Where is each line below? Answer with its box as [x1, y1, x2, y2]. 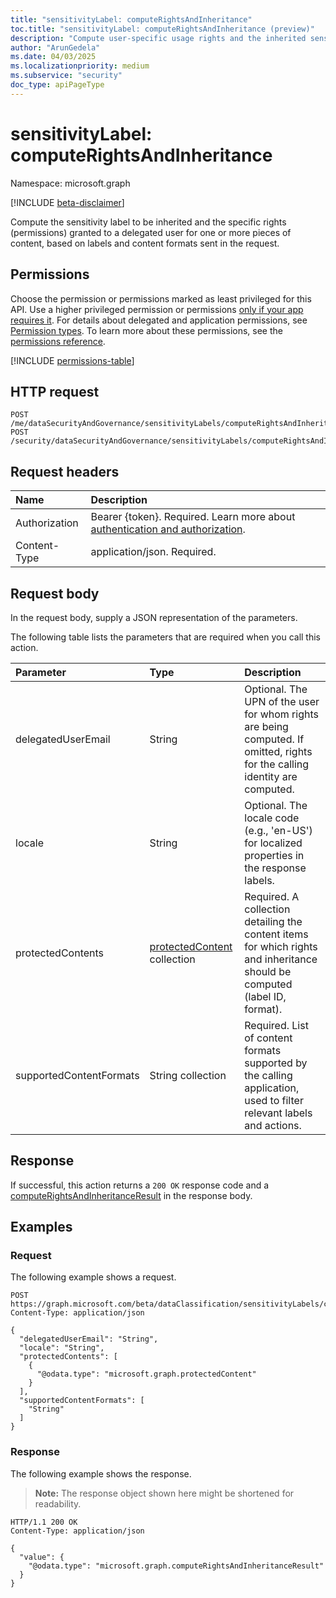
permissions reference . [10, 335, 106, 347]
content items [244, 927, 309, 941]
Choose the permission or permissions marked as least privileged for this [10, 292, 312, 305]
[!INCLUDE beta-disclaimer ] [10, 196, 125, 208]
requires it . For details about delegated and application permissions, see [10, 314, 308, 326]
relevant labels [244, 1106, 313, 1120]
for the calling [244, 757, 310, 771]
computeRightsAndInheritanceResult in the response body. [10, 1189, 253, 1201]
